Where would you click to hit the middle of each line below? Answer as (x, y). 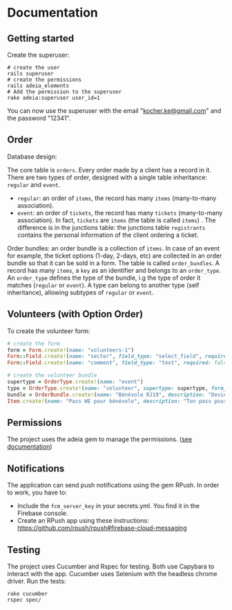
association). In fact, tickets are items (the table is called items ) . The (116, 220)
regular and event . (34, 184)
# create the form (33, 343)
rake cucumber (28, 593)
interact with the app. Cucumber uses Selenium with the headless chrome (112, 573)
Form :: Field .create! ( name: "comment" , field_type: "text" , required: (109, 363)
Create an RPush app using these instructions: (83, 521)
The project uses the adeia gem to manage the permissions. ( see (99, 439)
